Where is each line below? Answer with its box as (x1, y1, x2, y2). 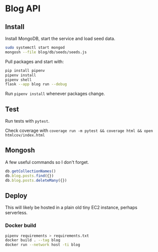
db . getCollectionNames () (5, 168, 56, 174)
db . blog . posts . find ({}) (5, 173, 54, 178)
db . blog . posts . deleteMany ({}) (5, 178, 67, 183)
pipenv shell (5, 77, 32, 82)
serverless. (5, 210, 28, 216)
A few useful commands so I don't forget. (5, 159, 90, 165)
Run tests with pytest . (5, 118, 50, 124)
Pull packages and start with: (5, 59, 64, 64)
